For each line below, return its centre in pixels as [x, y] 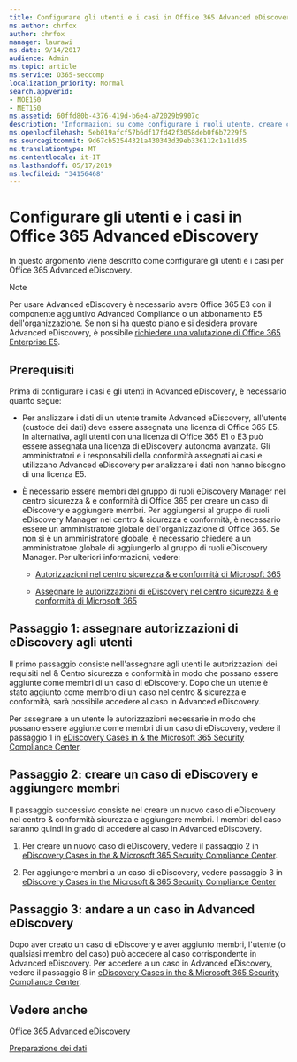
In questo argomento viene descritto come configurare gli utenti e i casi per [147, 261]
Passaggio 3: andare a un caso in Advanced [132, 909]
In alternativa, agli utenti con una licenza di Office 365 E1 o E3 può [142, 436]
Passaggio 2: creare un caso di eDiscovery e [134, 775]
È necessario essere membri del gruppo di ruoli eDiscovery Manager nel [153, 491]
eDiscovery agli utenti [71, 643]
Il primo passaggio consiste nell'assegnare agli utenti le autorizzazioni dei [143, 664]
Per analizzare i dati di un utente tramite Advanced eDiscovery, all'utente [154, 418]
